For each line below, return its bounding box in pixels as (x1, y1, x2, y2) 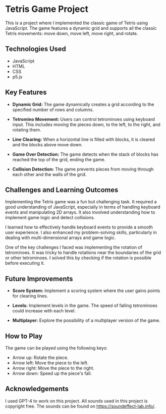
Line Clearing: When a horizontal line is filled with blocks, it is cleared (12, 136, 155, 142)
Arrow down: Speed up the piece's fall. (12, 370, 92, 376)
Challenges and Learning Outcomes (5, 185, 118, 194)
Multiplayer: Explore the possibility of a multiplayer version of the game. (12, 317, 161, 323)
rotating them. (12, 126, 41, 132)
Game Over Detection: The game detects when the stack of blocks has (12, 151, 159, 157)
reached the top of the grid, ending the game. (12, 156, 106, 162)
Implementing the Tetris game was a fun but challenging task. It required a (5, 199, 157, 205)
